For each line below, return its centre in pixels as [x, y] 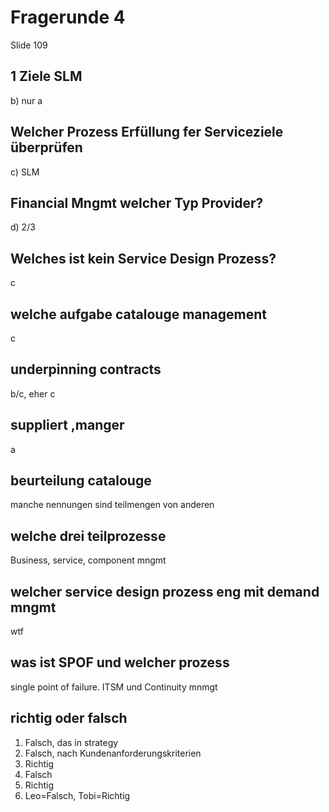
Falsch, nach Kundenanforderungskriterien [113, 753]
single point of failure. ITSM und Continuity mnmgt [114, 687]
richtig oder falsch [69, 718]
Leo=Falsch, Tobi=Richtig [77, 795]
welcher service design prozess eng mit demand [165, 591]
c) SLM [25, 172]
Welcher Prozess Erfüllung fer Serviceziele [147, 132]
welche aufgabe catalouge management [139, 314]
